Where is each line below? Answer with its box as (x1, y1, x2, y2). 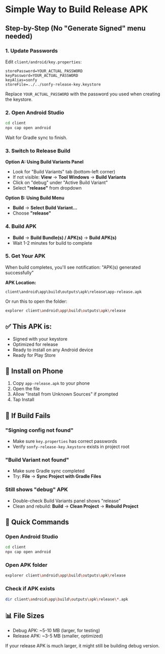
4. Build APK (5, 223, 37, 230)
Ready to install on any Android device (12, 347, 93, 353)
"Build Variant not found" (5, 456, 70, 463)
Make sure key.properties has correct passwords (12, 438, 117, 444)
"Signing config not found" (5, 427, 74, 434)
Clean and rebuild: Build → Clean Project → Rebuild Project (12, 503, 139, 509)
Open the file (12, 386, 40, 392)
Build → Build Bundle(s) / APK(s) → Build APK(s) (12, 234, 117, 241)
